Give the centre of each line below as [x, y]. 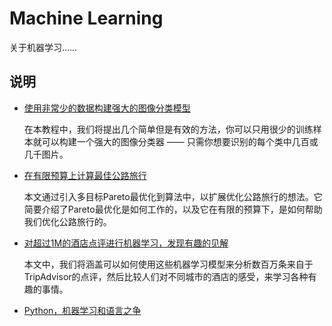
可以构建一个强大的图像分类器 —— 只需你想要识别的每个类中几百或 [180, 141]
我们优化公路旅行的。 [67, 221]
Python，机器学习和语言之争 [82, 310]
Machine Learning [86, 18]
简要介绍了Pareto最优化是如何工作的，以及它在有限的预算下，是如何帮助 [173, 209]
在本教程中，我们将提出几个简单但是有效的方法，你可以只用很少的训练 [168, 129]
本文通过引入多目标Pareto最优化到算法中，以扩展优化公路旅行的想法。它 [173, 196]
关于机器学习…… [43, 47]
